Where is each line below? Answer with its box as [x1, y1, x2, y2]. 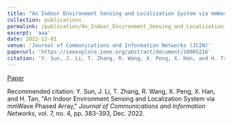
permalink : [7, 23, 39, 30]
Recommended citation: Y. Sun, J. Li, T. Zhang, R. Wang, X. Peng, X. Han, [7, 87, 215, 95]
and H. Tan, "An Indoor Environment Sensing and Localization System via [7, 94, 215, 103]
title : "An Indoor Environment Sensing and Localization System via [7, 10, 209, 17]
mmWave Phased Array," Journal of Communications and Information [7, 101, 206, 110]
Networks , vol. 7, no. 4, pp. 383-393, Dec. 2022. [7, 109, 145, 117]
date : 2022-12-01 [7, 36, 57, 43]
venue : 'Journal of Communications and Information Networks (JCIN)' [7, 42, 212, 49]
